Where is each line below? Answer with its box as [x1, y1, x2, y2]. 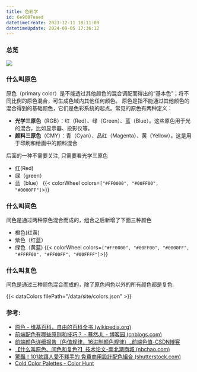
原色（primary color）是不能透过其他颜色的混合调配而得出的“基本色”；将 [6, 89, 184, 97]
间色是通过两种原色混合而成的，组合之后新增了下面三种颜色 [6, 217, 152, 224]
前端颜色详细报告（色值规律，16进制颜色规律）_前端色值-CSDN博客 [14, 338, 180, 345]
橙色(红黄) [14, 229, 40, 236]
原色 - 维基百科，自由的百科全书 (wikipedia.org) [14, 323, 132, 331]
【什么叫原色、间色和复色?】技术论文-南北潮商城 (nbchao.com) [14, 345, 170, 352]
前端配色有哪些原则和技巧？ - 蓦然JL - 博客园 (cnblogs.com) [14, 331, 162, 338]
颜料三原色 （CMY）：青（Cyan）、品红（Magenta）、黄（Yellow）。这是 [14, 132, 187, 139]
